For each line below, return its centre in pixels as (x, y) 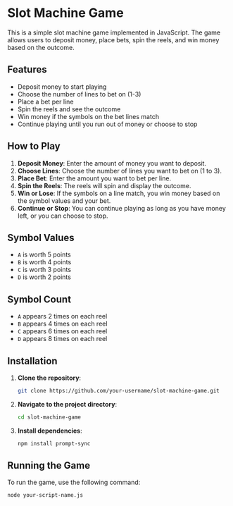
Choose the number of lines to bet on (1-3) (79, 94)
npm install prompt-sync (54, 443)
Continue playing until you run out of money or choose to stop (107, 124)
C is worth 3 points (44, 270)
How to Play (34, 146)
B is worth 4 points (44, 262)
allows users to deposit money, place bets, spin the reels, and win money (113, 39)
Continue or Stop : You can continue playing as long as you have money (122, 208)
